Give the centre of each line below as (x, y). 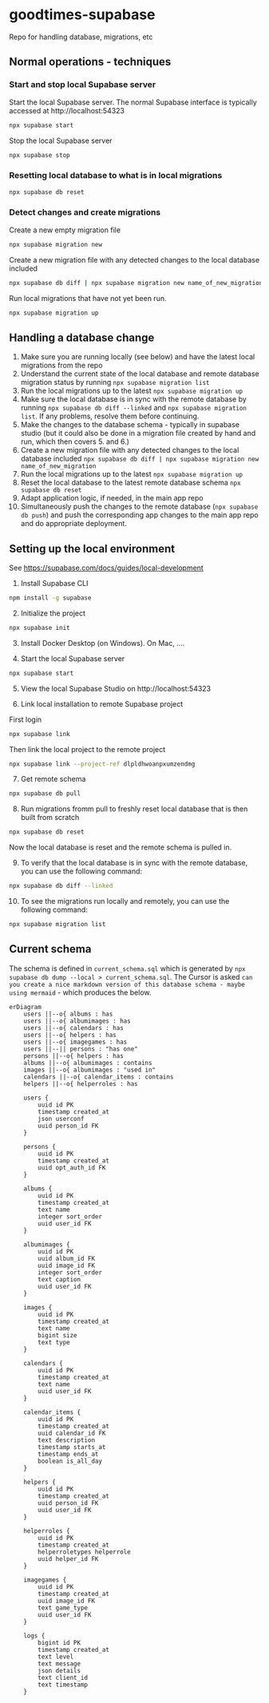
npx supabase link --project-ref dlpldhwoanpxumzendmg (102, 764)
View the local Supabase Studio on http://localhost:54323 (116, 688)
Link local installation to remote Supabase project (102, 703)
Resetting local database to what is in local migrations (116, 176)
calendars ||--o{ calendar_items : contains (99, 1077)
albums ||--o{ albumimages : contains (88, 1063)
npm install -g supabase (50, 598)
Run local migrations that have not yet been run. (88, 298)
